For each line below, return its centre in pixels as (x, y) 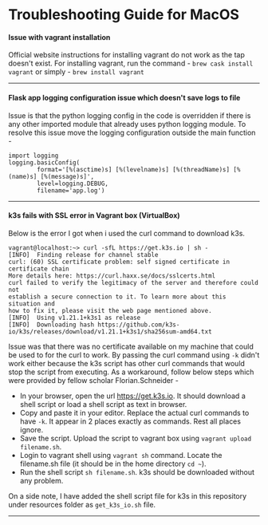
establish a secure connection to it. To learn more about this (117, 297)
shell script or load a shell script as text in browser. (103, 404)
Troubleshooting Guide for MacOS (124, 15)
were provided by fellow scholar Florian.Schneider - (94, 380)
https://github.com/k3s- (138, 325)
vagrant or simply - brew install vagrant (77, 72)
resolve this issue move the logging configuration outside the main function (132, 132)
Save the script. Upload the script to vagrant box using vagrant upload (136, 438)
